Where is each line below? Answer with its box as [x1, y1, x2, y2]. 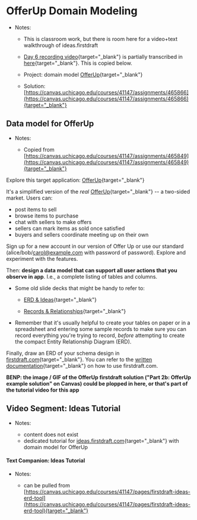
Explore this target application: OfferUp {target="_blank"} [6, 177, 145, 184]
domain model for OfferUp [23, 443, 88, 450]
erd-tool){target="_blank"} [23, 507, 89, 514]
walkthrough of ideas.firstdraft [23, 42, 99, 49]
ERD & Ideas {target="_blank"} [23, 296, 97, 303]
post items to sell [14, 206, 57, 213]
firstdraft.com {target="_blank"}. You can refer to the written [6, 355, 152, 363]
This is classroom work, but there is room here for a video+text [23, 35, 178, 42]
